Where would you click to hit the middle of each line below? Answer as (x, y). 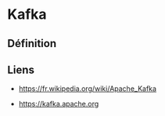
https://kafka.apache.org (59, 104)
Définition (32, 43)
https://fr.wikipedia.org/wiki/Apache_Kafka (88, 89)
